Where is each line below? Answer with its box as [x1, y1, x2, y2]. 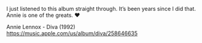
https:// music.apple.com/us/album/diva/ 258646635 [6, 30, 138, 37]
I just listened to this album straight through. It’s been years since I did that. [6, 5, 196, 12]
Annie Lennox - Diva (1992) [6, 24, 76, 30]
